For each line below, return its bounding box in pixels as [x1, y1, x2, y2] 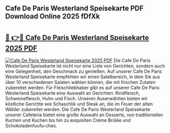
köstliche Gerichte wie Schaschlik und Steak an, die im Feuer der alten [5, 101, 153, 107]
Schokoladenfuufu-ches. [5, 123, 58, 128]
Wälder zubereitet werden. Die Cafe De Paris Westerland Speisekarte [5, 106, 150, 112]
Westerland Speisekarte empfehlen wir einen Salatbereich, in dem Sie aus [5, 74, 160, 80]
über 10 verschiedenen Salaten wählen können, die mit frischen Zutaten [5, 79, 156, 85]
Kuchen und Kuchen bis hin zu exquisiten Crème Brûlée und [5, 117, 131, 123]
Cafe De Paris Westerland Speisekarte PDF [5, 4, 144, 13]
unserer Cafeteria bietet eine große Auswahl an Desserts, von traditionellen [5, 112, 163, 118]
